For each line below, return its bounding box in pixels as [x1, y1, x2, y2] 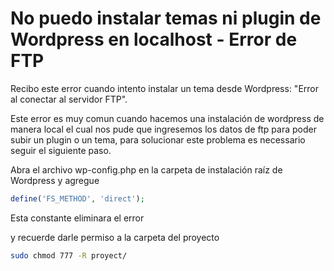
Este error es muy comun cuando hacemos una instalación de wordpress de [10, 112, 325, 124]
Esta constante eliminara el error [10, 212, 145, 224]
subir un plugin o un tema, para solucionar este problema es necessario [10, 133, 306, 146]
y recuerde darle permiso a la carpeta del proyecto [10, 231, 220, 243]
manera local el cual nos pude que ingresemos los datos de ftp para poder [10, 123, 317, 135]
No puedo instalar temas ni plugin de [10, 7, 322, 30]
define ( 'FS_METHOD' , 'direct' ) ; [10, 193, 145, 204]
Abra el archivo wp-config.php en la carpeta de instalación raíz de [10, 163, 283, 176]
